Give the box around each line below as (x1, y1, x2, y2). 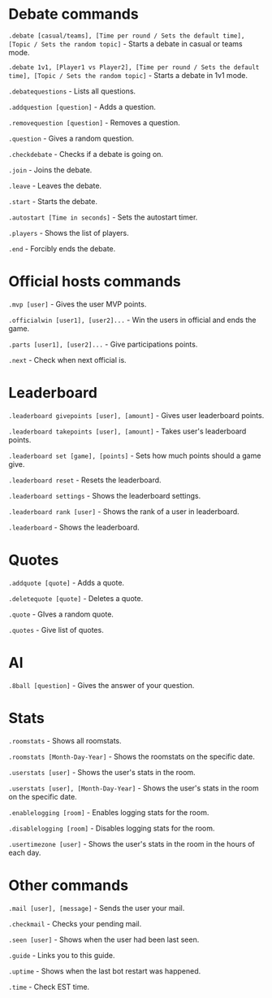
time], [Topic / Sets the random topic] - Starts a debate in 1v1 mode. (8, 70, 248, 80)
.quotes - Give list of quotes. (8, 625, 104, 634)
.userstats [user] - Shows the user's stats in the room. (8, 767, 196, 777)
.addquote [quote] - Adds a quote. (8, 577, 124, 587)
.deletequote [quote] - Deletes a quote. (8, 593, 144, 603)
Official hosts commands (8, 272, 181, 291)
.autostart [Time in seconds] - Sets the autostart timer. (8, 212, 198, 222)
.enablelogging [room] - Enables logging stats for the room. (8, 807, 209, 817)
